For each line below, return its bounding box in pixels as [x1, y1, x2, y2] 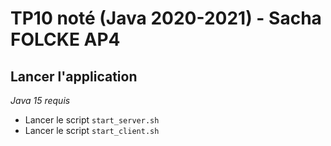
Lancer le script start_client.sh [24, 125, 160, 136]
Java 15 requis [10, 95, 71, 106]
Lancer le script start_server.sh [24, 114, 160, 126]
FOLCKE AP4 [10, 28, 121, 51]
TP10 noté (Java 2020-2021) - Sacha [10, 7, 322, 30]
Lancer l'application [10, 68, 138, 85]
